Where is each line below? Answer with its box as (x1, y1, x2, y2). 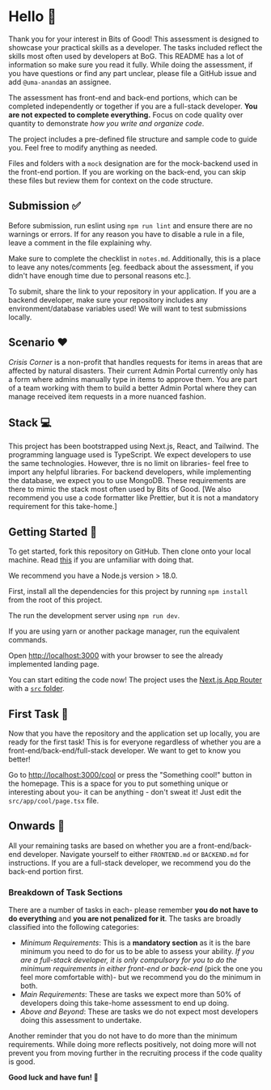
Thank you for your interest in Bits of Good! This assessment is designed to (8, 34, 260, 44)
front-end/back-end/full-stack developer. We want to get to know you (8, 746, 241, 755)
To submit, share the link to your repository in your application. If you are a (8, 286, 256, 296)
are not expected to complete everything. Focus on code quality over (8, 109, 243, 120)
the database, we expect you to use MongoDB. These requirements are (8, 476, 247, 486)
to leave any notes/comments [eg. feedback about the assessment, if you (8, 262, 254, 272)
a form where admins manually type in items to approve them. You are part (8, 374, 257, 384)
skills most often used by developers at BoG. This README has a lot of (8, 51, 244, 61)
